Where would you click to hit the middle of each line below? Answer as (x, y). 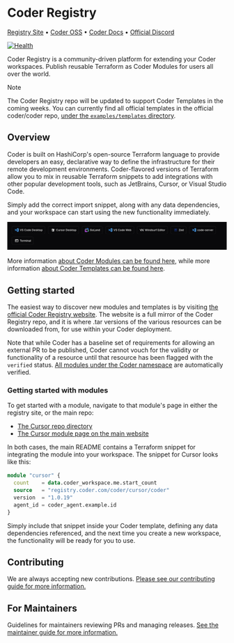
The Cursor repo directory (55, 427)
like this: (19, 462)
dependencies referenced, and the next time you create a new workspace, (114, 533)
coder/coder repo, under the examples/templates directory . (92, 116)
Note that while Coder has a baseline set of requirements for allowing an (111, 343)
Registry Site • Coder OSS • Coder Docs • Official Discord (91, 32)
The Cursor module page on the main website (83, 434)
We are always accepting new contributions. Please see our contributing (111, 579)
